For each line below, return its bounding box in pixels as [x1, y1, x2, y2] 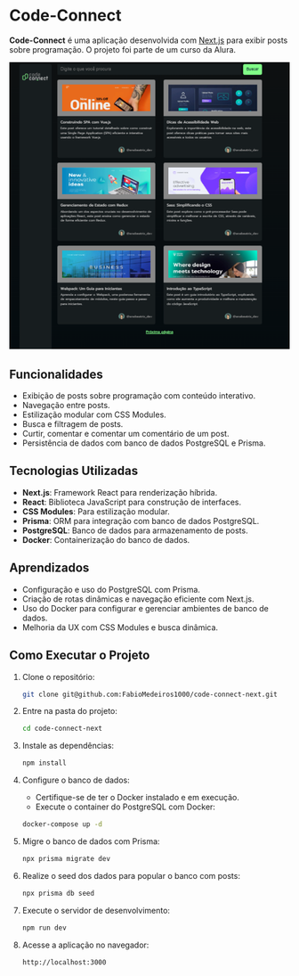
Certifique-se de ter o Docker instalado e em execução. [35, 792, 240, 803]
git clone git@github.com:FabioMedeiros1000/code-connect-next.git [21, 690, 278, 699]
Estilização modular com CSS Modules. [21, 409, 166, 420]
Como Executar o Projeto [9, 648, 150, 663]
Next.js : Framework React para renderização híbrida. [21, 487, 218, 497]
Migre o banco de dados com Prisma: [21, 836, 160, 847]
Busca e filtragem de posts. [21, 419, 124, 430]
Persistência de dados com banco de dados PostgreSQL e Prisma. [21, 438, 266, 448]
